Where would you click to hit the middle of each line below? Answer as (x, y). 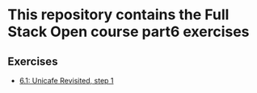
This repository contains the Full (118, 15)
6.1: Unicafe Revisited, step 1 (66, 81)
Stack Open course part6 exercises (128, 32)
